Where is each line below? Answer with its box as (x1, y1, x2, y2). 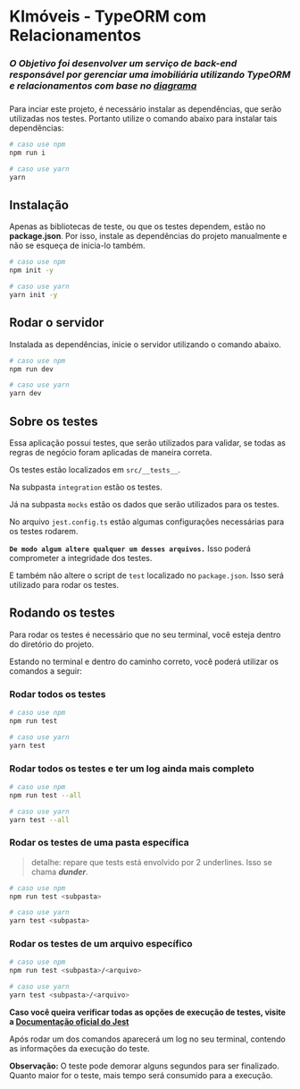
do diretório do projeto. (9, 638, 95, 650)
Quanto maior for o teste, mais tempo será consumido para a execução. (9, 1069, 273, 1080)
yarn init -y (9, 290, 58, 299)
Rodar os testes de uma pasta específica (9, 837, 189, 849)
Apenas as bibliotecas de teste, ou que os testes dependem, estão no (9, 221, 266, 232)
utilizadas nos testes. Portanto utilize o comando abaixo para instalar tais (9, 114, 278, 124)
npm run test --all (9, 790, 82, 800)
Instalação (9, 197, 70, 212)
